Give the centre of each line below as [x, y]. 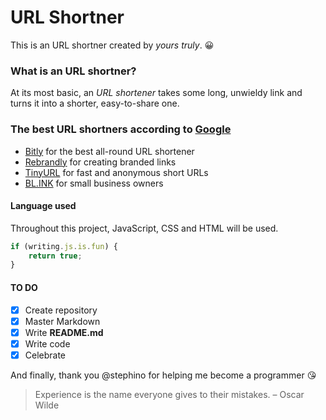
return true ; [55, 256]
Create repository [61, 310]
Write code [47, 343]
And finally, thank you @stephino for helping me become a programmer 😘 [163, 375]
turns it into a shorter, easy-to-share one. [95, 103]
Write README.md [64, 332]
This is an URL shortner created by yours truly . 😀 [112, 45]
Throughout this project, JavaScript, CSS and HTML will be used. [144, 228]
